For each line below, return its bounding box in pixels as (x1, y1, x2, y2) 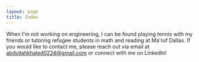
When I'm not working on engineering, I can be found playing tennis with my (6, 30, 193, 37)
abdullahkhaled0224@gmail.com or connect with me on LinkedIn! (6, 49, 168, 56)
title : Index (6, 14, 39, 20)
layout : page (6, 8, 39, 15)
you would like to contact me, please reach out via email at (6, 43, 150, 50)
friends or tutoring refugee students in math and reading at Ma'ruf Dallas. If (6, 37, 191, 44)
